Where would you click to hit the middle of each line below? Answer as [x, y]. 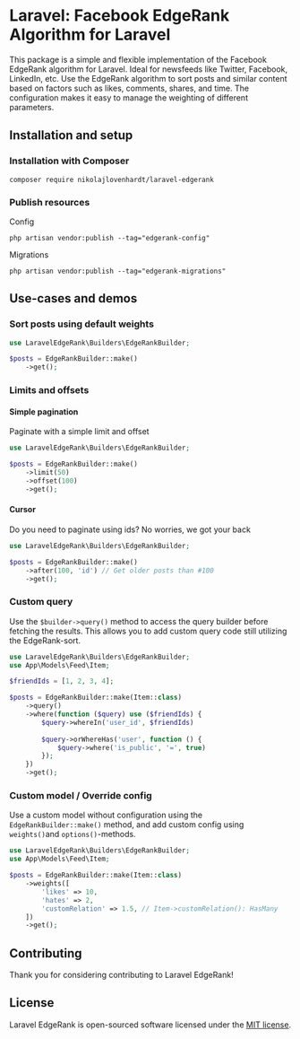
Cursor [22, 510]
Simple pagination [44, 411]
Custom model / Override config [81, 796]
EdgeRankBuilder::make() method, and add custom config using [127, 825]
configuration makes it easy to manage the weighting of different [129, 97]
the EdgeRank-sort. [45, 640]
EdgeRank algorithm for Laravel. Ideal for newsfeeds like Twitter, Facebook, [149, 69]
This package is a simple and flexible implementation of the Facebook [138, 59]
